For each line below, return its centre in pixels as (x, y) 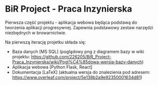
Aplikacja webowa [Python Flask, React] (52, 67)
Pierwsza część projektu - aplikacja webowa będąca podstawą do (71, 22)
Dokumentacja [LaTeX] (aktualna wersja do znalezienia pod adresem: (81, 72)
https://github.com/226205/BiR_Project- (71, 56)
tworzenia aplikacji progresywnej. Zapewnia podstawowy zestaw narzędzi (79, 27)
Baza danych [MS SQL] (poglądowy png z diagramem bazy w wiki (78, 51)
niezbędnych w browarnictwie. (36, 33)
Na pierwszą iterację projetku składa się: (46, 42)
